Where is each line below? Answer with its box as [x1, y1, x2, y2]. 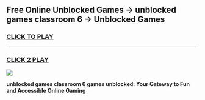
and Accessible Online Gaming [6, 87, 86, 94]
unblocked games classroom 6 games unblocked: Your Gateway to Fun [6, 80, 190, 87]
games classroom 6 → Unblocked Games [6, 15, 165, 25]
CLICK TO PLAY [6, 33, 54, 41]
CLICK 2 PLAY [6, 55, 49, 64]
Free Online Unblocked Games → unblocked [6, 5, 177, 15]
